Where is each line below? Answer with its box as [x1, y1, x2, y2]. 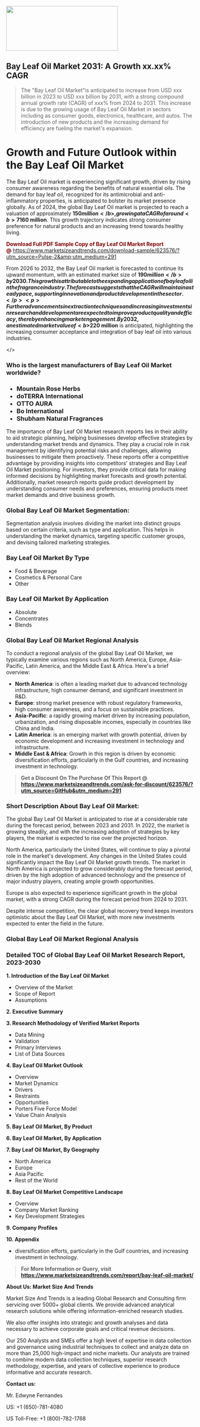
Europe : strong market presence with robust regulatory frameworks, [14, 699, 183, 707]
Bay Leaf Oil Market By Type [6, 554, 89, 562]
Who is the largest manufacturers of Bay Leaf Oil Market [6, 361, 172, 369]
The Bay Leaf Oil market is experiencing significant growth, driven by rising [6, 178, 190, 185]
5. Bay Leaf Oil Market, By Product [6, 1123, 92, 1130]
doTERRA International [16, 392, 83, 400]
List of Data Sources [14, 1050, 65, 1057]
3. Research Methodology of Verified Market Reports [6, 1019, 140, 1027]
